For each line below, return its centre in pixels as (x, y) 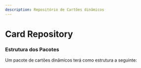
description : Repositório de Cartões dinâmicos (55, 10)
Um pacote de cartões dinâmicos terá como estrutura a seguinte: (71, 60)
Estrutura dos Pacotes (32, 49)
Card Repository (39, 34)
